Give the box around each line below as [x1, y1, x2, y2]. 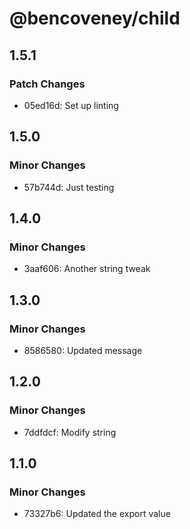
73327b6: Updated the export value [23, 508, 171, 520]
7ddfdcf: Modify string [23, 426, 117, 438]
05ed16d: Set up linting [23, 99, 119, 111]
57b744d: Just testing [23, 181, 115, 193]
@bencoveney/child [9, 7, 181, 30]
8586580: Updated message [23, 344, 143, 356]
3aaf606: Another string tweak [23, 263, 151, 275]
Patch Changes [9, 77, 86, 91]
